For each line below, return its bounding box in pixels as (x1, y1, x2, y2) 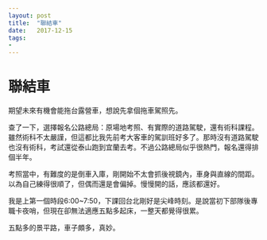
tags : (8, 33, 26, 42)
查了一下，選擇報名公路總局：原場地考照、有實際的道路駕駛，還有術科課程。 (8, 122, 259, 132)
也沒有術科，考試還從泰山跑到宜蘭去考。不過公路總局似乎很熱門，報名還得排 (8, 142, 259, 152)
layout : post (8, 11, 52, 20)
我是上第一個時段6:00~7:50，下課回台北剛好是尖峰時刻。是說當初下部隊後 (8, 196, 251, 206)
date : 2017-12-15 (8, 26, 73, 34)
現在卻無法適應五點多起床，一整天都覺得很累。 (49, 206, 203, 215)
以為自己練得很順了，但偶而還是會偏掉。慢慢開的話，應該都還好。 (8, 180, 224, 189)
